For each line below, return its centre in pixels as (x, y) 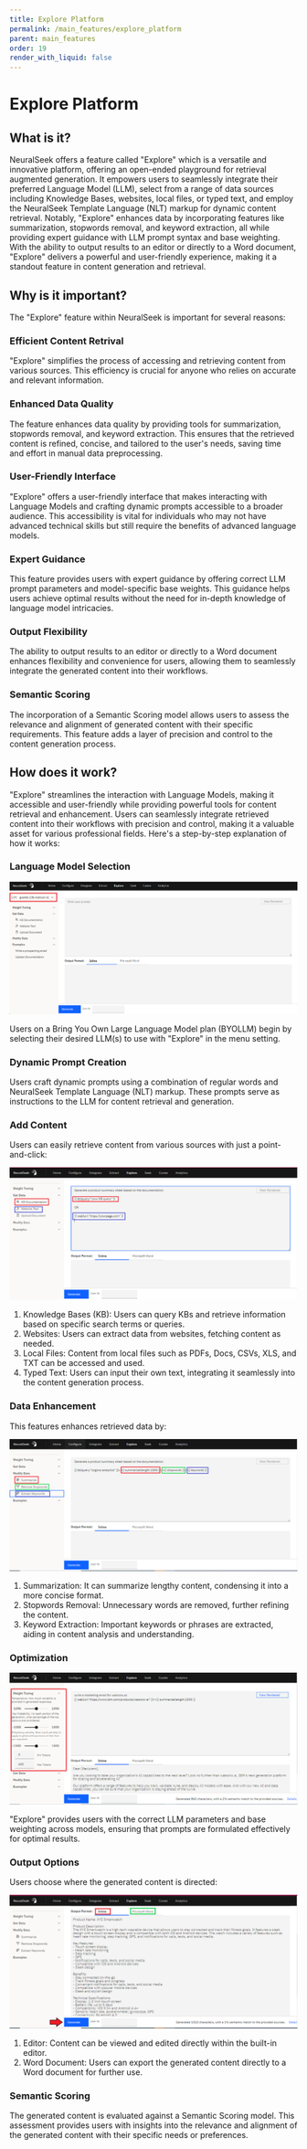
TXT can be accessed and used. (84, 1363)
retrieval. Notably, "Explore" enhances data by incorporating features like (147, 218)
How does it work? (64, 773)
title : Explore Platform (57, 19)
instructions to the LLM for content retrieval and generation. (122, 1102)
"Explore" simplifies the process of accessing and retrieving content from (148, 361)
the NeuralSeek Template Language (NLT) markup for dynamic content (143, 208)
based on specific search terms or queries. (104, 1324)
